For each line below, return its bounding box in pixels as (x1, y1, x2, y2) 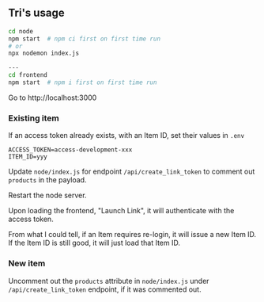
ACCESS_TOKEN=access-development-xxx (8, 146, 133, 154)
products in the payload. (8, 175, 87, 185)
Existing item (8, 113, 59, 124)
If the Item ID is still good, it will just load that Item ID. (8, 238, 180, 248)
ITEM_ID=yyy (8, 153, 47, 161)
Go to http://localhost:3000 (8, 93, 97, 102)
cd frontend (8, 71, 47, 79)
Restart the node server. (8, 190, 87, 201)
